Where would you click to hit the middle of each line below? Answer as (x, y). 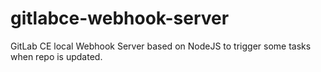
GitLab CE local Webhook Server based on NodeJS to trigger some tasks (161, 46)
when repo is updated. (56, 56)
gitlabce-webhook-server (120, 18)
